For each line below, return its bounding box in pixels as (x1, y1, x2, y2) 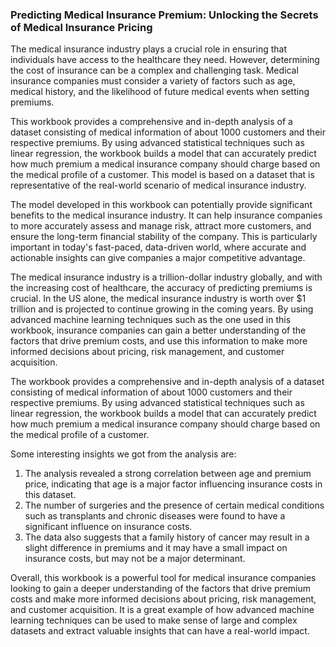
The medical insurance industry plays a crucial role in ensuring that (10, 43, 287, 55)
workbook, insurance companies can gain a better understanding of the (10, 324, 307, 337)
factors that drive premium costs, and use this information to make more (10, 335, 308, 347)
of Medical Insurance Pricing (10, 20, 153, 34)
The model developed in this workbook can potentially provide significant (10, 199, 313, 211)
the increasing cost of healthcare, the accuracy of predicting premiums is (10, 282, 313, 294)
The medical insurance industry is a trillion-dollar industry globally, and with (10, 271, 323, 283)
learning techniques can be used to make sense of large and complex (10, 614, 298, 627)
